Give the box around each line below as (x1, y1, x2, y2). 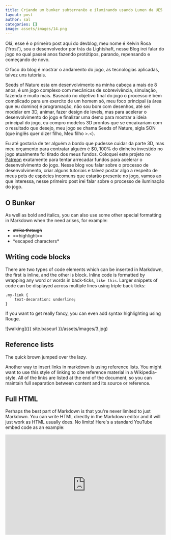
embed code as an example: (5, 424, 65, 430)
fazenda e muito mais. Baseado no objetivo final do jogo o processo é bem (5, 93, 162, 99)
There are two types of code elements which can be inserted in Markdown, (5, 266, 163, 273)
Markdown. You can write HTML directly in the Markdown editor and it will (5, 414, 161, 420)
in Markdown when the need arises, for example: (5, 217, 108, 223)
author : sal (5, 17, 31, 22)
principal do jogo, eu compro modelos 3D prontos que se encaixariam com (5, 120, 162, 126)
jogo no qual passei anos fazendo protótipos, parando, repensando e (5, 51, 150, 58)
